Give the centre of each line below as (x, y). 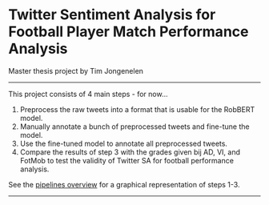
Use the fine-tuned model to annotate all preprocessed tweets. (124, 143)
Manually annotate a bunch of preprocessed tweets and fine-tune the (134, 127)
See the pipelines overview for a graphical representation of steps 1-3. (124, 184)
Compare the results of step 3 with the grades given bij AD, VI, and (130, 152)
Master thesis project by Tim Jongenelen (76, 70)
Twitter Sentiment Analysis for (112, 15)
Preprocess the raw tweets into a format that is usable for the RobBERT (137, 109)
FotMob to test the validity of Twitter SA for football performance (127, 160)
